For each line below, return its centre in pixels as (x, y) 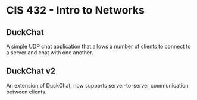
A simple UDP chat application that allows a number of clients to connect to (99, 46)
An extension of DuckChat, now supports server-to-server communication (97, 85)
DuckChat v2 (31, 71)
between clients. (26, 92)
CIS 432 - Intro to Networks (75, 10)
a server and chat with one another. (50, 53)
